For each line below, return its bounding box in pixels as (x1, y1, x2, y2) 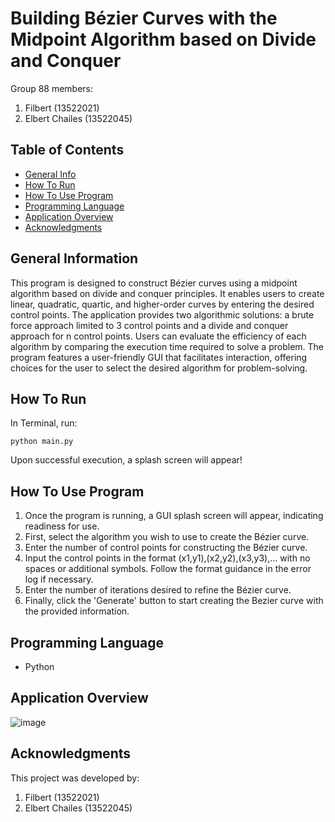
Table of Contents (10, 142, 125, 159)
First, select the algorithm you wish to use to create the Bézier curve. (24, 531, 310, 543)
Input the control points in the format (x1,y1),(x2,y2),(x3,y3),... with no (24, 552, 311, 564)
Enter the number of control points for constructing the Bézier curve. (24, 542, 308, 554)
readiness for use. (24, 520, 100, 532)
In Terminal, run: (10, 417, 78, 429)
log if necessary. (24, 573, 94, 586)
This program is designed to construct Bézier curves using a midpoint (10, 277, 298, 289)
